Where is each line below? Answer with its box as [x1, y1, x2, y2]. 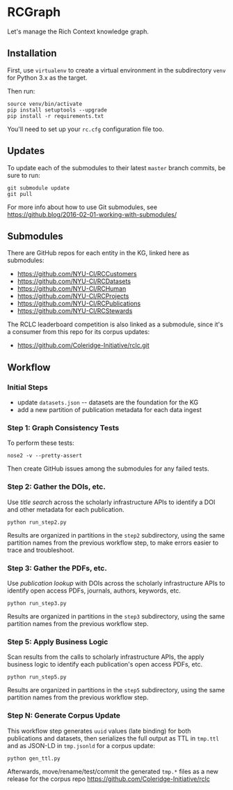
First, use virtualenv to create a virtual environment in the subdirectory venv [7, 66, 226, 74]
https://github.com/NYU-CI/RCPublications [17, 299, 141, 307]
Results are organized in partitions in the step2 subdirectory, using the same [7, 531, 225, 539]
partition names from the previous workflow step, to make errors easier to [7, 538, 219, 547]
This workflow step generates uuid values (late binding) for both [7, 727, 191, 735]
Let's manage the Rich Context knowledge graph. [7, 27, 150, 36]
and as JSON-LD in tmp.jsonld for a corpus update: [7, 741, 155, 750]
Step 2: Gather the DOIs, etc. [7, 482, 106, 492]
